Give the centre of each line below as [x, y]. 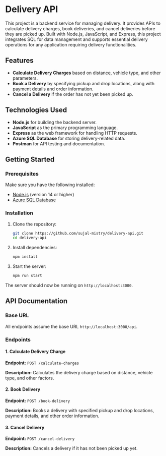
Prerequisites [22, 174]
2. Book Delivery [23, 389]
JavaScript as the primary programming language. [65, 128]
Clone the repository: [34, 224]
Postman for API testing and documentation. [59, 144]
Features [19, 61]
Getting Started [30, 159]
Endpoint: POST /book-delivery [38, 401]
